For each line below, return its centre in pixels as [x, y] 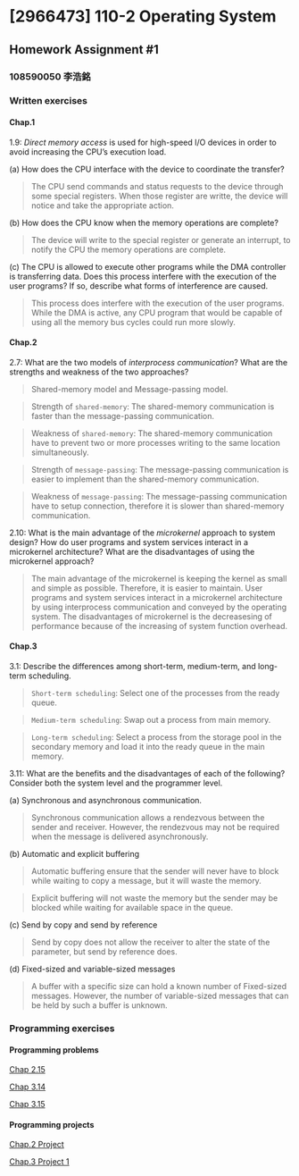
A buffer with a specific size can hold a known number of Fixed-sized [159, 987]
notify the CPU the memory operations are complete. [128, 249]
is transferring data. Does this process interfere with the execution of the [143, 276]
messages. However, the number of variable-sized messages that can [160, 996]
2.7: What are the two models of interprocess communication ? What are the [149, 362]
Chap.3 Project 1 [39, 1162]
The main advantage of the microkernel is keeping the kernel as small [159, 578]
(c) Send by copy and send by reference [83, 925]
